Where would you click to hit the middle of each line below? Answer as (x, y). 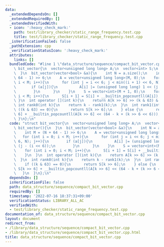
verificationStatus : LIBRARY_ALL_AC (47, 201)
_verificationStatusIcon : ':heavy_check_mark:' (59, 50)
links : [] (24, 60)
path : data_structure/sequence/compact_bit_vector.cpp (66, 187)
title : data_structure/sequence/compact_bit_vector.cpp (63, 237)
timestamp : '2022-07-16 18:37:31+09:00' (51, 196)
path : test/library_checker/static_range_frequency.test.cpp (77, 32)
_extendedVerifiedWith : (33, 23)
